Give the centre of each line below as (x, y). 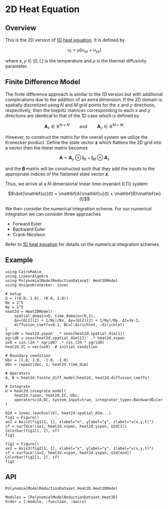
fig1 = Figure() (22, 417)
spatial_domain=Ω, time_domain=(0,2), (55, 316)
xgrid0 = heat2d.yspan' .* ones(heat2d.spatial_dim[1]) (65, 333)
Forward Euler (27, 223)
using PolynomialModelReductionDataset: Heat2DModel (62, 280)
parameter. (17, 66)
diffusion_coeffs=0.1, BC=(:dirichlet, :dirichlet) (69, 325)
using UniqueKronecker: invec (37, 285)
